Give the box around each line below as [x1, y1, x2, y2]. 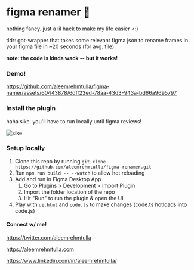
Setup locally [6, 144, 45, 153]
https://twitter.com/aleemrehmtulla [6, 234, 91, 241]
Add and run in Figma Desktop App [14, 175, 101, 182]
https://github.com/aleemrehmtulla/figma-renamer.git [14, 164, 152, 170]
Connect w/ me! [6, 221, 47, 228]
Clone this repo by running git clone [14, 157, 106, 165]
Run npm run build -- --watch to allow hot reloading [14, 169, 145, 176]
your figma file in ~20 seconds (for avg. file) [6, 43, 115, 50]
